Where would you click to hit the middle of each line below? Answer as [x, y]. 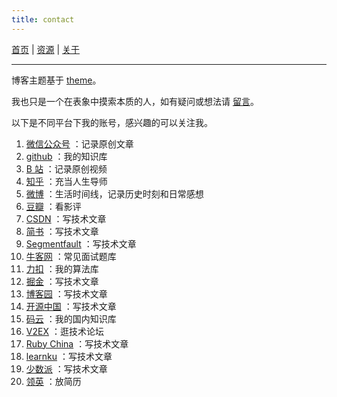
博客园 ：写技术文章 [66, 293]
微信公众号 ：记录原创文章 [79, 143]
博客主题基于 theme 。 [56, 80]
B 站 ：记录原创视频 [66, 168]
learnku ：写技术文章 [69, 356]
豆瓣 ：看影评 [53, 206]
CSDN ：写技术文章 [66, 218]
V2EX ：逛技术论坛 [64, 331]
